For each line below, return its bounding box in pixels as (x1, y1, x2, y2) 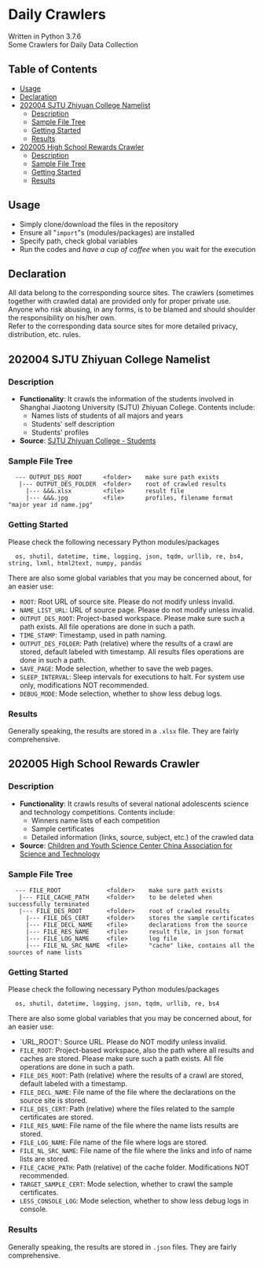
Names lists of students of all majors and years (31, 411, 183, 420)
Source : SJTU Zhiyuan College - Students (19, 436, 156, 445)
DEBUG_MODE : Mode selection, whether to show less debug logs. (19, 689, 222, 698)
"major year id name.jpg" (8, 501, 93, 509)
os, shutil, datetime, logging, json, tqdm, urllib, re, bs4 (15, 1000, 220, 1008)
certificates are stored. (19, 1112, 93, 1122)
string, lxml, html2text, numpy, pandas (8, 559, 143, 567)
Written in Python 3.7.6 (8, 31, 82, 41)
